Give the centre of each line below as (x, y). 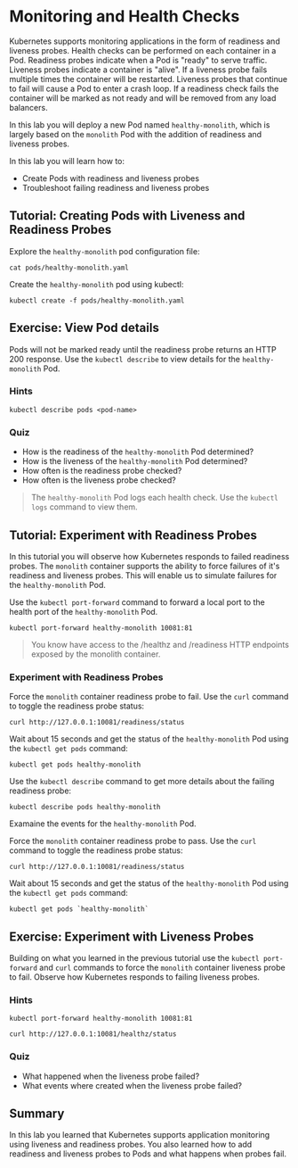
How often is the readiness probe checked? (102, 471)
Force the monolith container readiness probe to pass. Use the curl (133, 841)
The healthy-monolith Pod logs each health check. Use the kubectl (154, 498)
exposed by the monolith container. (96, 654)
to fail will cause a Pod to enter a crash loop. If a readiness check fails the (144, 88)
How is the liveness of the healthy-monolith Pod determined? (135, 461)
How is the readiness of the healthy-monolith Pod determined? (138, 451)
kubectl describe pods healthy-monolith (85, 808)
